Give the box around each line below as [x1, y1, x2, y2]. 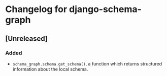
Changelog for [5, 4, 68, 15]
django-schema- [69, 4, 142, 15]
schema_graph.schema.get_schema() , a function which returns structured [12, 60, 162, 66]
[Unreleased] [5, 34, 48, 43]
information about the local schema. [12, 66, 88, 72]
